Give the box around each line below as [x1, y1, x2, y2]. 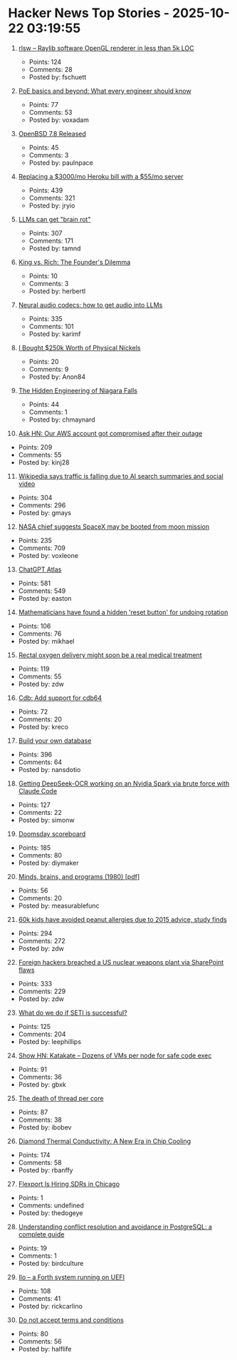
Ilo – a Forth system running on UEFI [18, 1272, 125, 1282]
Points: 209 [18, 442, 53, 451]
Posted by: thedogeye [18, 1208, 83, 1217]
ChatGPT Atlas [18, 565, 62, 574]
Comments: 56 [18, 1336, 63, 1346]
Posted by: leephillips [18, 1037, 81, 1046]
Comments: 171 [28, 236, 74, 245]
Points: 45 [28, 143, 59, 151]
